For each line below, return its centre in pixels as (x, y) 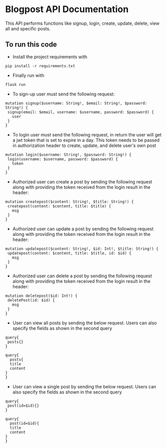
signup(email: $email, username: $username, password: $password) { (81, 112)
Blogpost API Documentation (67, 9)
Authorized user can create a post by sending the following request (82, 182)
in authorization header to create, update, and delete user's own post (84, 145)
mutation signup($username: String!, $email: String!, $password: (76, 103)
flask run (16, 84)
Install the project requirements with (50, 57)
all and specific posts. (28, 28)
